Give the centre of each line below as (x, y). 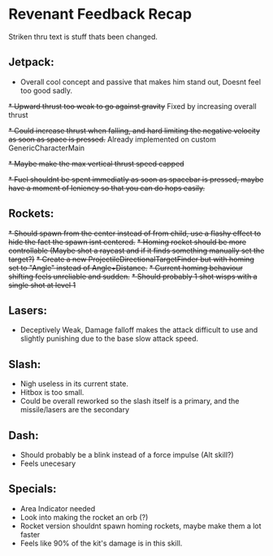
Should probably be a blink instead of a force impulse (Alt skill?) (127, 455)
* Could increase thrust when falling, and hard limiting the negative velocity (134, 130)
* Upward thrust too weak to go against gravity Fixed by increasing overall (133, 106)
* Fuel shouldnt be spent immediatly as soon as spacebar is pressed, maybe (136, 179)
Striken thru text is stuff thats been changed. (83, 37)
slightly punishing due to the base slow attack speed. (109, 339)
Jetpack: (31, 62)
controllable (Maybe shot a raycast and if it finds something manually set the (136, 250)
